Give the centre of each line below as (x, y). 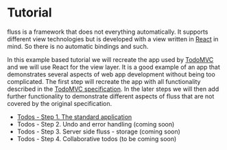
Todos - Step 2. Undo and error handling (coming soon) (96, 124)
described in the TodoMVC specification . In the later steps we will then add (113, 89)
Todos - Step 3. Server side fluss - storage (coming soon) (98, 131)
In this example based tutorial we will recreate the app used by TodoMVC (110, 59)
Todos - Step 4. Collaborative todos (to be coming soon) (97, 138)
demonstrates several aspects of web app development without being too (111, 74)
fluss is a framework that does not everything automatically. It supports (108, 32)
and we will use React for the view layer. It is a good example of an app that (114, 67)
